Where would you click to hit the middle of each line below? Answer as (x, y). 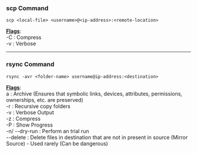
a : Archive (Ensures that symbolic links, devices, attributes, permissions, (94, 93)
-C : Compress (24, 38)
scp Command (27, 8)
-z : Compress (23, 118)
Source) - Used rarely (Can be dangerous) (57, 143)
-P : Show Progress (30, 125)
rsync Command (30, 64)
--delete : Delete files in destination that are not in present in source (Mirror (97, 137)
